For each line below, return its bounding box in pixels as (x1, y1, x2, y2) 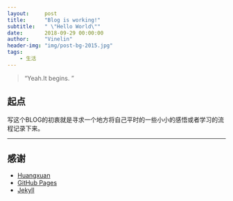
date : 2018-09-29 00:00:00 (7, 29, 104, 37)
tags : (7, 49, 23, 56)
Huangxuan (17, 171, 51, 180)
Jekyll (17, 186, 35, 194)
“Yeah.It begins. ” (24, 74, 74, 82)
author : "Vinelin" (7, 36, 73, 43)
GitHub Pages (17, 179, 58, 187)
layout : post (7, 10, 58, 17)
